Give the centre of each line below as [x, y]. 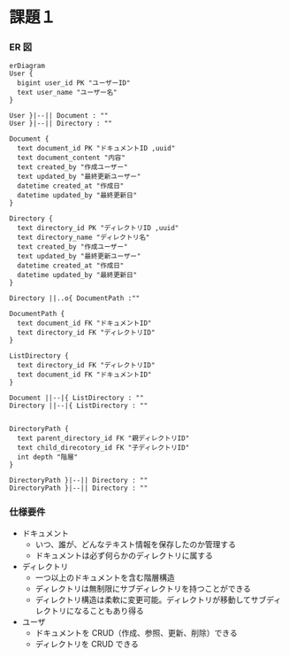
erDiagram [27, 66]
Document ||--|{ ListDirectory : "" [76, 398]
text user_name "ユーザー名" [67, 93]
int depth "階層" [48, 457]
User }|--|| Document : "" [59, 116]
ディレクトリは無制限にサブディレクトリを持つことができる [143, 588]
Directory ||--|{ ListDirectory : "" [79, 406]
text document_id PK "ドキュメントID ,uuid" [96, 149]
